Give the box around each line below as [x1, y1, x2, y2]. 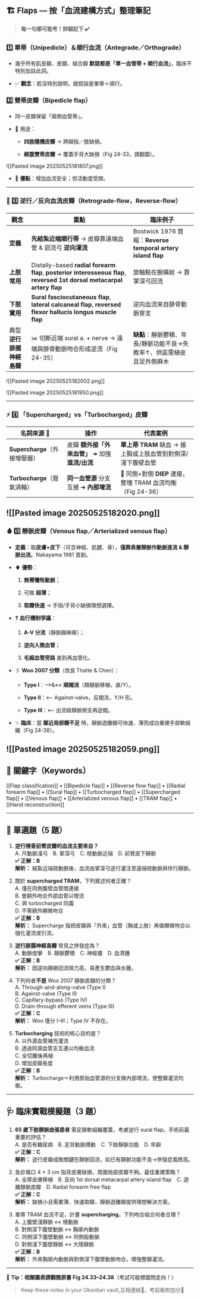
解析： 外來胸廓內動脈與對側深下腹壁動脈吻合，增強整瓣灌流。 [14, 1255, 168, 1263]
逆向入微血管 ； [23, 641, 61, 649]
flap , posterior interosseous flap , [31, 268, 126, 277]
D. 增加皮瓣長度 [14, 1059, 54, 1066]
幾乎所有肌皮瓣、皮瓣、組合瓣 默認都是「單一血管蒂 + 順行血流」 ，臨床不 [14, 60, 192, 67]
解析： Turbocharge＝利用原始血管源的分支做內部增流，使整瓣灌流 [14, 1074, 179, 1081]
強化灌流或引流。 [14, 929, 57, 936]
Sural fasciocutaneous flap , [31, 293, 111, 301]
